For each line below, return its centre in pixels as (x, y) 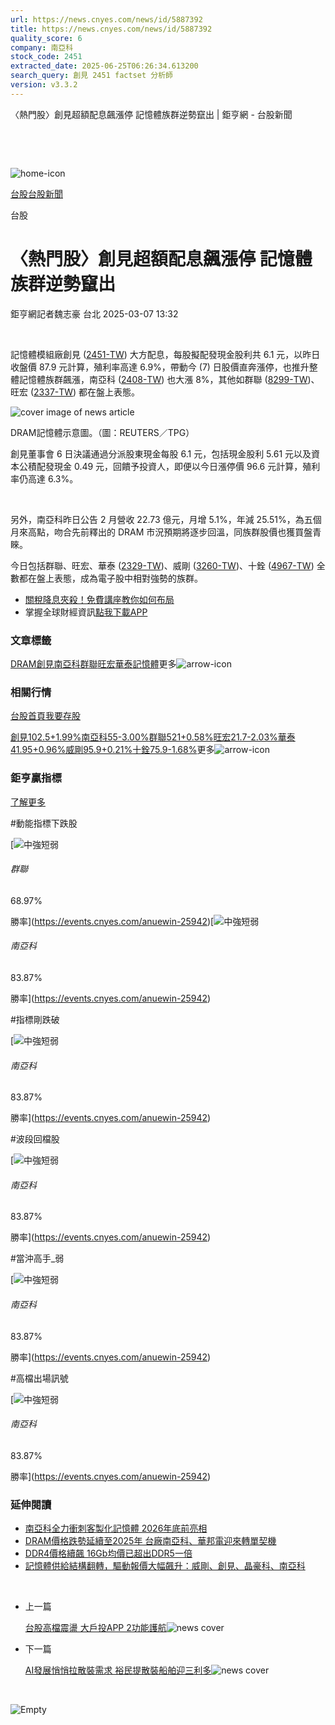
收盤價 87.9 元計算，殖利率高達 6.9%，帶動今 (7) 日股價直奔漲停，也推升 (160, 367)
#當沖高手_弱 (37, 1258)
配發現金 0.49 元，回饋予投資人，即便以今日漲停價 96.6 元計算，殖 (174, 466)
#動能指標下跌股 (44, 823)
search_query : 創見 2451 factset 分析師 (91, 76)
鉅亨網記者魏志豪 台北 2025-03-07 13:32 (94, 313)
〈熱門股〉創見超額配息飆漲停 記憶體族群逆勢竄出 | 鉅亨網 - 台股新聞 (151, 114)
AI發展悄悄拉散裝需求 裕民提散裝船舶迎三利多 (118, 1670)
